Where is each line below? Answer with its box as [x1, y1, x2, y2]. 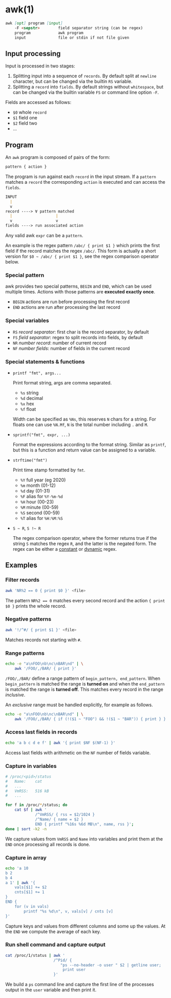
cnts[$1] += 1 [14, 889, 45, 895]
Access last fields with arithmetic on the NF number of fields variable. [5, 749, 151, 756]
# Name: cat [5, 779, 42, 784]
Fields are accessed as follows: [5, 99, 72, 106]
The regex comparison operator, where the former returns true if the [12, 535, 157, 541]
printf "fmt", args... [12, 371, 61, 376]
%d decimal [20, 395, 44, 401]
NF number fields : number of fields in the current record [12, 345, 130, 351]
